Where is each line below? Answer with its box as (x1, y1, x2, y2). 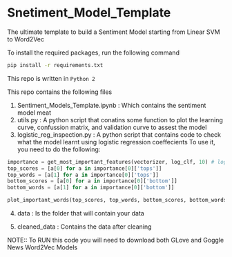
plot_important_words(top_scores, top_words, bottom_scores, (7, 197, 187, 204)
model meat (17, 108, 52, 117)
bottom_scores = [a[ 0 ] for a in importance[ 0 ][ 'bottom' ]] (7, 178, 177, 184)
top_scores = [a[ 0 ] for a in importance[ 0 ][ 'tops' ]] (7, 164, 162, 172)
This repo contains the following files (7, 88, 113, 96)
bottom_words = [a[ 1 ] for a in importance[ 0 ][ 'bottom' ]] (7, 184, 175, 191)
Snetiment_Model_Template (7, 5, 171, 21)
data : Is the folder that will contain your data (17, 209, 145, 218)
